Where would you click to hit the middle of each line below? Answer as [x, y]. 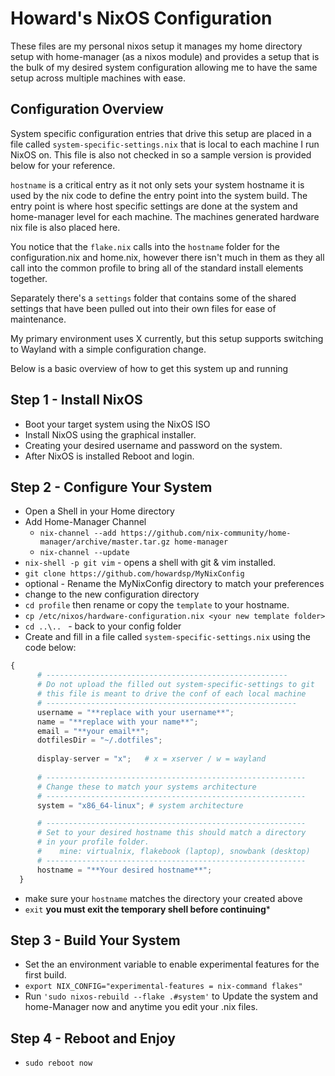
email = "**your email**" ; [93, 731]
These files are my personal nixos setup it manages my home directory [156, 46]
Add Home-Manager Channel [85, 522]
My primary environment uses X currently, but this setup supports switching [167, 338]
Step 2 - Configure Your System [111, 487]
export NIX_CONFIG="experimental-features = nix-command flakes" [163, 987]
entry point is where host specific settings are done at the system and [154, 206]
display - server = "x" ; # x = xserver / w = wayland [151, 759]
